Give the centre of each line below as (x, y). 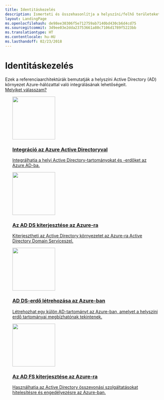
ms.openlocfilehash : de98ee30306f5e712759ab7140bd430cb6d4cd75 (71, 23)
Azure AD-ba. (26, 165)
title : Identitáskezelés (30, 10)
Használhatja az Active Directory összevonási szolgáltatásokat (75, 387)
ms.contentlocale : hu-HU (30, 37)
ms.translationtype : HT (29, 32)
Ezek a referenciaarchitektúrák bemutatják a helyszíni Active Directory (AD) (81, 79)
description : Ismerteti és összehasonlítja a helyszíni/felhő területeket (83, 14)
